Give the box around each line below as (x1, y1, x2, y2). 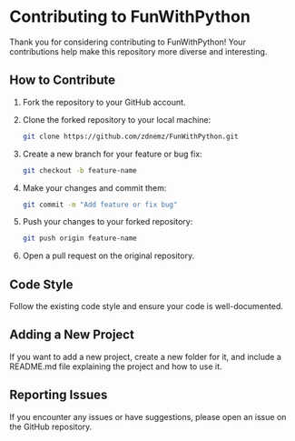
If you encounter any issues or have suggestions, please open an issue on (9, 411, 287, 422)
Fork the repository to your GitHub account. (22, 96, 186, 107)
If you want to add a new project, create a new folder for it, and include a (9, 351, 281, 362)
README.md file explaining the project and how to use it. (9, 361, 222, 372)
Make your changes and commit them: (22, 182, 167, 193)
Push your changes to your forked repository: (22, 216, 193, 227)
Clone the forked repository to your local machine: (22, 114, 211, 125)
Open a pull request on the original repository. (22, 250, 195, 261)
